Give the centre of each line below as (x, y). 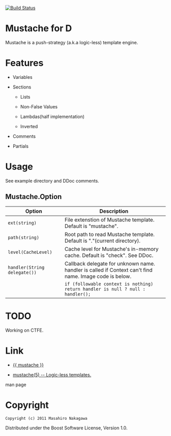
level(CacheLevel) (30, 252)
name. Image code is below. (98, 276)
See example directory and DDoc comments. (52, 181)
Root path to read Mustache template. (110, 234)
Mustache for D (39, 28)
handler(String (26, 267)
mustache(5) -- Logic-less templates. (52, 374)
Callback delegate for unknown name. (110, 264)
